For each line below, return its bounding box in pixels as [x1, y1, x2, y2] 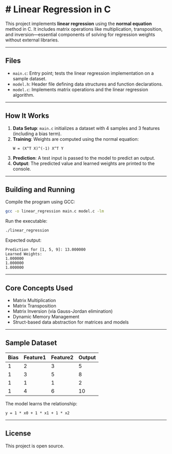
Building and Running [5, 185, 75, 194]
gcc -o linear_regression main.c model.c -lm [5, 209, 104, 214]
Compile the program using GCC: [5, 199, 76, 205]
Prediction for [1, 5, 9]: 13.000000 [5, 247, 86, 252]
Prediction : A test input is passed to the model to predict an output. [12, 155, 155, 161]
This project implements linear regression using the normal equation [5, 20, 152, 27]
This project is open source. [5, 443, 64, 449]
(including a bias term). [12, 131, 62, 137]
